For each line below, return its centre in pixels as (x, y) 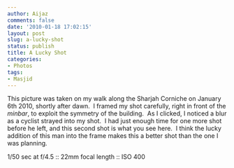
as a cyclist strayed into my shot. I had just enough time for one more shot (115, 121)
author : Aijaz (28, 14)
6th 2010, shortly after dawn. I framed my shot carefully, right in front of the (117, 106)
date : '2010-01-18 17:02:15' (50, 27)
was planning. (27, 143)
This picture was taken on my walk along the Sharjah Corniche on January (114, 99)
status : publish (31, 46)
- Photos (20, 66)
